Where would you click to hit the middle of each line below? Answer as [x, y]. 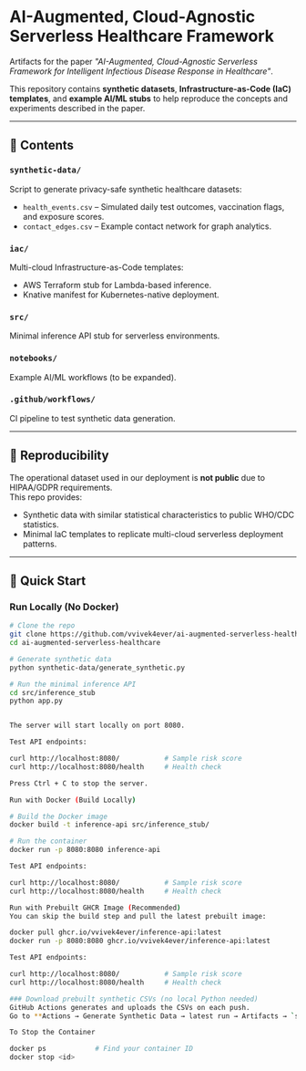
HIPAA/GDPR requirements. [61, 487]
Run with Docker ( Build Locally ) [73, 800]
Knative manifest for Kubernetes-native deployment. [121, 295]
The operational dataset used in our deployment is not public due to [138, 477]
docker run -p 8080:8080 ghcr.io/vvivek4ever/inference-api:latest [140, 941]
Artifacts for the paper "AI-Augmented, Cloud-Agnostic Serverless [133, 61]
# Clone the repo [42, 626]
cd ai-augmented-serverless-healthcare [85, 643]
